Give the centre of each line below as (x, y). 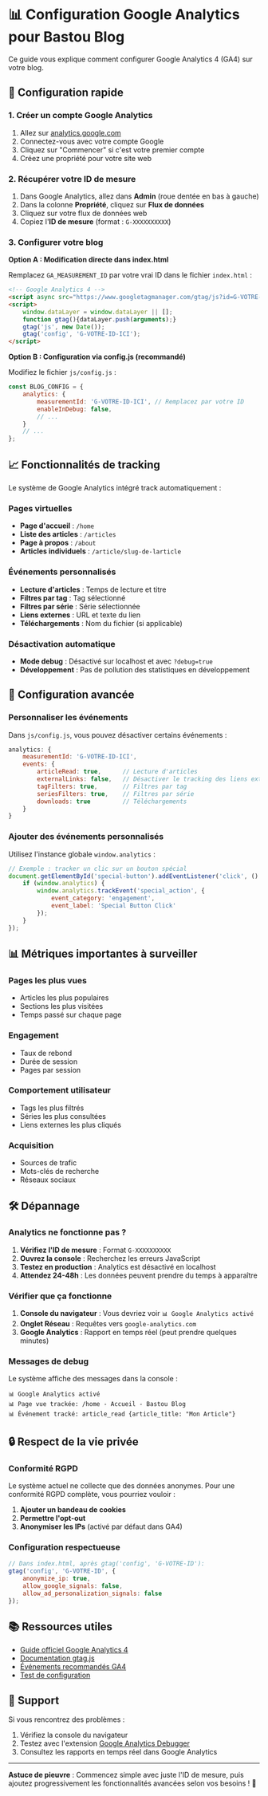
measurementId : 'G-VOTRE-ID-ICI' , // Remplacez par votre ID (141, 402)
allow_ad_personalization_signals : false (92, 1593)
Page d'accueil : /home (57, 526)
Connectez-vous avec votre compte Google (92, 141)
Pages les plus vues (48, 980)
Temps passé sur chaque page (71, 1015)
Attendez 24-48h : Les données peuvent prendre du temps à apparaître (138, 1275)
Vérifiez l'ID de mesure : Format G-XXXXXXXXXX (95, 1250)
